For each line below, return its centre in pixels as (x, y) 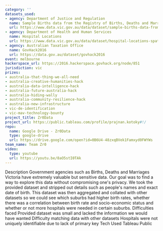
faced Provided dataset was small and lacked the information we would (76, 213)
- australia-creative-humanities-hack (44, 81)
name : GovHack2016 (28, 50)
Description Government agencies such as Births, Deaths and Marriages (77, 172)
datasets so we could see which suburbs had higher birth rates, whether (77, 198)
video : (12, 149)
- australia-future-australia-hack (41, 91)
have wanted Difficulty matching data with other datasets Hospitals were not (81, 218)
